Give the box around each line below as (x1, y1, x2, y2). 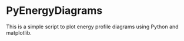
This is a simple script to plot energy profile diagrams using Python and (6, 23, 179, 30)
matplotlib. (6, 29, 32, 36)
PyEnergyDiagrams (6, 4, 103, 17)
